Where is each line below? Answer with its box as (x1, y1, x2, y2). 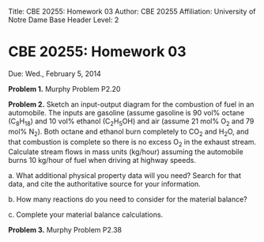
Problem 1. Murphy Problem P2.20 (8, 84, 121, 93)
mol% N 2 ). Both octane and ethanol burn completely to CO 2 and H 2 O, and (8, 127, 249, 138)
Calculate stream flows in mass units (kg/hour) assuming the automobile (8, 147, 243, 157)
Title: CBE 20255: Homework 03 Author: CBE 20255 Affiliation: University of (8, 7, 256, 16)
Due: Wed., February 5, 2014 (8, 69, 101, 78)
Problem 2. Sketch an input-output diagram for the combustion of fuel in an (8, 99, 255, 109)
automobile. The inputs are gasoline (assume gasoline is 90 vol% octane (8, 108, 245, 117)
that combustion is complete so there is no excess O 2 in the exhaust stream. (8, 137, 257, 149)
